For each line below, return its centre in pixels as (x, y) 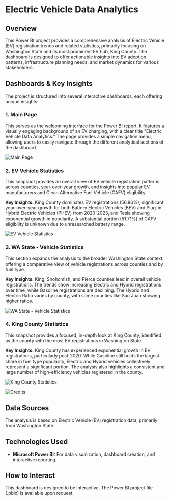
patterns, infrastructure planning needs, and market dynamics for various (82, 62)
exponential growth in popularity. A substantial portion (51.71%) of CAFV (81, 219)
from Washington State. (30, 425)
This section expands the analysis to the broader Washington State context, (84, 258)
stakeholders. (20, 68)
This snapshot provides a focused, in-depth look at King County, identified (83, 335)
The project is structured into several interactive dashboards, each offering (84, 96)
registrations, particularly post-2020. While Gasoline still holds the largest (82, 356)
